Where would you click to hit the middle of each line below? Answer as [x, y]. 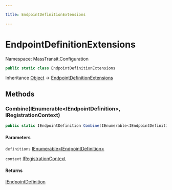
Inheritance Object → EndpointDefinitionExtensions [59, 78]
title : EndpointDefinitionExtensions [46, 14]
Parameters [18, 137]
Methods [20, 94]
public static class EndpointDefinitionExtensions [60, 68]
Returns [14, 170]
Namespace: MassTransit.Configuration [47, 59]
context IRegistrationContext [36, 159]
